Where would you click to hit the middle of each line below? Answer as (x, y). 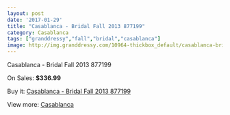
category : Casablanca (38, 33)
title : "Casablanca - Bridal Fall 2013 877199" (76, 26)
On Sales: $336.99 (34, 78)
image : (16, 45)
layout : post (26, 13)
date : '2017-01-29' (35, 20)
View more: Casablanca (40, 104)
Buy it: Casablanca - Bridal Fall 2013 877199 (69, 91)
